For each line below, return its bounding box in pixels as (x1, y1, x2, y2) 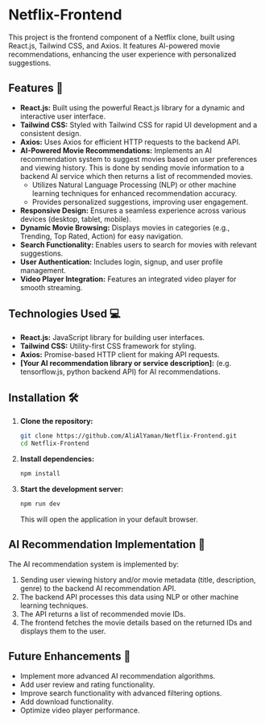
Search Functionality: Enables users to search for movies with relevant (19, 239, 258, 249)
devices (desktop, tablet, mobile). (19, 214, 131, 223)
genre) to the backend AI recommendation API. (19, 583, 176, 593)
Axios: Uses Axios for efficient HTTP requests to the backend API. (19, 137, 241, 147)
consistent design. (19, 128, 82, 138)
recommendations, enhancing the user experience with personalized (8, 49, 237, 59)
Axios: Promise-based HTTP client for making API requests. (19, 349, 220, 359)
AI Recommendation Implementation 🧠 (8, 538, 205, 551)
